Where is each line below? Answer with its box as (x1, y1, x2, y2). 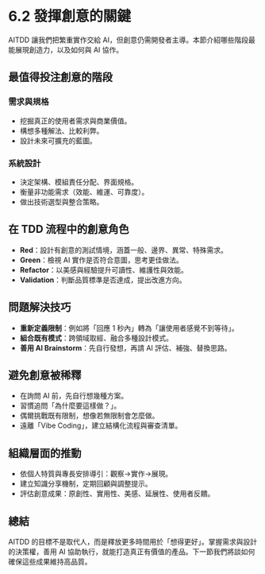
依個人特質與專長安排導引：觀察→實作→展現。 (19, 469, 173, 479)
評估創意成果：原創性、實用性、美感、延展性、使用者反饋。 (19, 489, 215, 498)
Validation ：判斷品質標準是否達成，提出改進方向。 (19, 275, 186, 285)
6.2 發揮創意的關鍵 (8, 7, 131, 25)
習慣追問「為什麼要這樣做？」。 (19, 401, 121, 410)
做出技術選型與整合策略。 (19, 196, 104, 207)
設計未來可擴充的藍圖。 (19, 136, 97, 145)
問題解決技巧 (8, 301, 71, 314)
